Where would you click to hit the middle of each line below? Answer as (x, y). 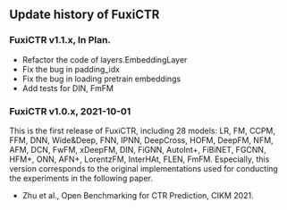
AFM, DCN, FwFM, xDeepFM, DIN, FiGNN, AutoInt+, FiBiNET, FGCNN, (138, 149)
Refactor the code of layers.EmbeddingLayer (105, 59)
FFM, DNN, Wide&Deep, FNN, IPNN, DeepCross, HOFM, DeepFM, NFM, (142, 140)
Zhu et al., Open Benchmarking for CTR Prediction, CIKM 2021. (138, 195)
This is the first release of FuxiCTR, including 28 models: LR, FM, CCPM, (142, 130)
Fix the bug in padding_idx (71, 69)
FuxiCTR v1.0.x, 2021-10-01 (70, 111)
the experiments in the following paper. (81, 178)
